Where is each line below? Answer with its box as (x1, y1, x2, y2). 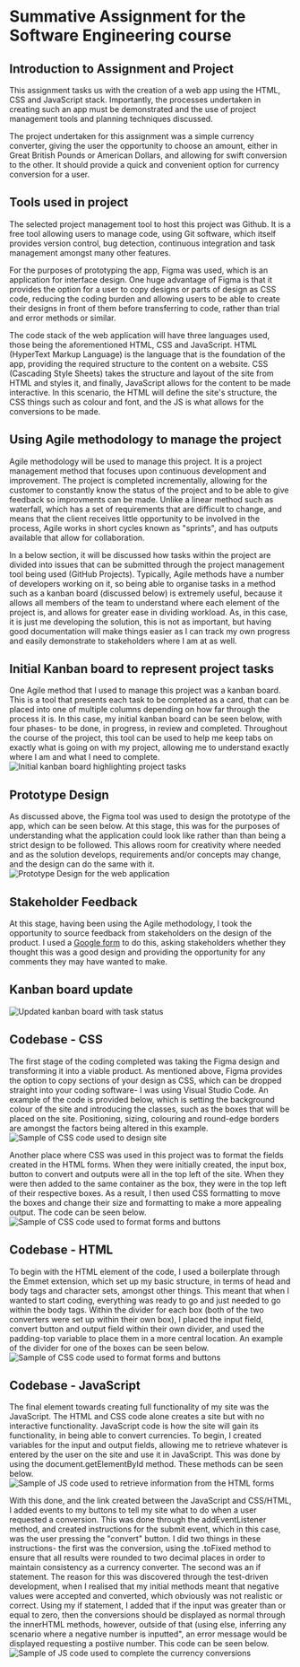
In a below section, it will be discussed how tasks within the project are (9, 549, 271, 560)
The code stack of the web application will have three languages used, (9, 329, 270, 340)
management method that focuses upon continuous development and (9, 465, 267, 476)
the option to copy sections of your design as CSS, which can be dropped (9, 1075, 282, 1086)
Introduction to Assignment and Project (9, 61, 235, 76)
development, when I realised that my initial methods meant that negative (9, 1581, 279, 1592)
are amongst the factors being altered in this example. (9, 1122, 209, 1133)
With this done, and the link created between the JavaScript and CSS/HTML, (9, 1496, 292, 1506)
